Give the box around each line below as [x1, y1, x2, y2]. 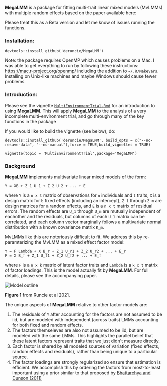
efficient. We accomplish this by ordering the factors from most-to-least [12, 364, 161, 370]
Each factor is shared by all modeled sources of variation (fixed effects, [12, 343, 160, 349]
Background [5, 162, 36, 169]
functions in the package [5, 118, 56, 124]
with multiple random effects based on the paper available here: [5, 10, 137, 16]
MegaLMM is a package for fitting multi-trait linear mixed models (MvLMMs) [5, 5, 163, 10]
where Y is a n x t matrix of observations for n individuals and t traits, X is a [5, 192, 161, 198]
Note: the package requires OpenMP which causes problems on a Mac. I [5, 57, 155, 63]
